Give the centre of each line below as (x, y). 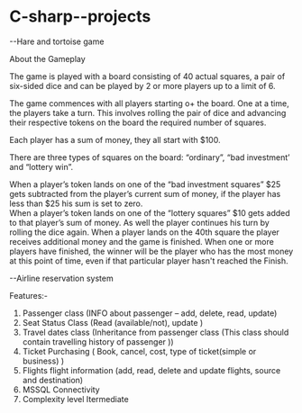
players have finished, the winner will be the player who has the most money (151, 251)
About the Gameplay (47, 58)
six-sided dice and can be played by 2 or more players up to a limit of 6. (143, 85)
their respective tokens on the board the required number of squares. (138, 122)
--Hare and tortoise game (57, 41)
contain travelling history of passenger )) (98, 341)
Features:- (28, 295)
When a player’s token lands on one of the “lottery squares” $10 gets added (150, 212)
